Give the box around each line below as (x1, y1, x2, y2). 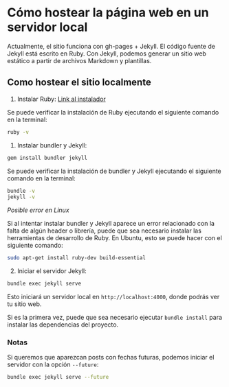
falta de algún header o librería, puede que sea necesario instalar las (7, 226, 201, 235)
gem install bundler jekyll (7, 154, 88, 161)
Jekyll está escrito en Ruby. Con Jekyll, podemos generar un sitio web (7, 49, 206, 58)
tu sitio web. (7, 300, 42, 308)
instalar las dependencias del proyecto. (7, 320, 119, 329)
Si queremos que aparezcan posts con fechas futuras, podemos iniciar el (7, 353, 215, 362)
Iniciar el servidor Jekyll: (17, 267, 87, 275)
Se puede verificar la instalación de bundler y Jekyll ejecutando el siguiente (7, 167, 221, 175)
